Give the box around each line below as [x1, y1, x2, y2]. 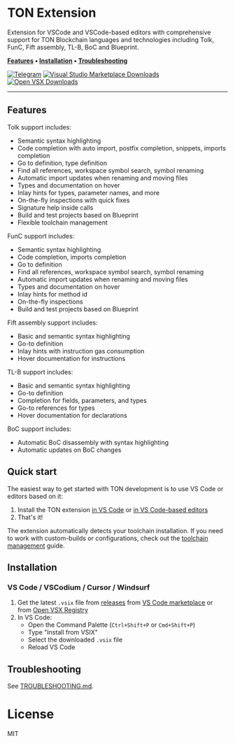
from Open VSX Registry [17, 606, 89, 614]
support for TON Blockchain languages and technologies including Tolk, [7, 35, 215, 43]
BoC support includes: [7, 425, 72, 433]
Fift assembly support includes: [7, 318, 98, 327]
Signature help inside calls [17, 203, 94, 211]
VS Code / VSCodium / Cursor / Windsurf [7, 582, 150, 592]
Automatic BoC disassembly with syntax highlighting [17, 438, 169, 446]
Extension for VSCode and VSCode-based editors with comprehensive [7, 28, 211, 36]
